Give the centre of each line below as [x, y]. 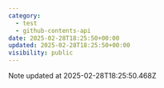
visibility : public [41, 53]
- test [26, 23]
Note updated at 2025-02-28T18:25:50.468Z [82, 76]
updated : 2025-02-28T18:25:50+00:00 [69, 46]
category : [25, 16]
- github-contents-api [53, 30]
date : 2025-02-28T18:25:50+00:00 [64, 38]
